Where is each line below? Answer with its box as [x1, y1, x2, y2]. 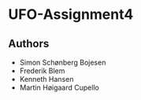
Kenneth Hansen [19, 75, 74, 83]
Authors [8, 37, 50, 50]
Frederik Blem [19, 66, 65, 76]
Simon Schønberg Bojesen [19, 57, 106, 67]
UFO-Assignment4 [8, 6, 134, 24]
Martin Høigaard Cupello [19, 83, 100, 92]
